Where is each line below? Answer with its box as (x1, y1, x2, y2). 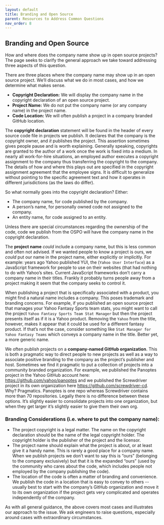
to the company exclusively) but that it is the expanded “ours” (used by (12, 458, 156, 464)
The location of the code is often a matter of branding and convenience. (12, 474, 158, 480)
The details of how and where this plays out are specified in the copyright (5, 164, 154, 170)
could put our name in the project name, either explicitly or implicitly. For (5, 254, 151, 260)
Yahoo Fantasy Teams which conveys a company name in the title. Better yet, (5, 332, 159, 338)
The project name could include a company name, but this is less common (5, 244, 156, 250)
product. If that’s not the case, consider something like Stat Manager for (5, 326, 151, 332)
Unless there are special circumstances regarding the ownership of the (5, 224, 148, 230)
